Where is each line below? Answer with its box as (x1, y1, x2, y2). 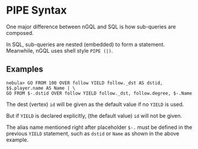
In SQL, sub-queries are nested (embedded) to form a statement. (6, 41, 165, 48)
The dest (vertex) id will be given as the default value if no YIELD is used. (6, 101, 184, 108)
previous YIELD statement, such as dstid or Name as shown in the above (6, 129, 180, 137)
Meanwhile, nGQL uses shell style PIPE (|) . (6, 47, 113, 54)
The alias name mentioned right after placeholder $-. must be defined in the (6, 124, 193, 131)
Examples (6, 64, 43, 74)
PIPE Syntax (6, 4, 67, 17)
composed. (6, 29, 34, 36)
